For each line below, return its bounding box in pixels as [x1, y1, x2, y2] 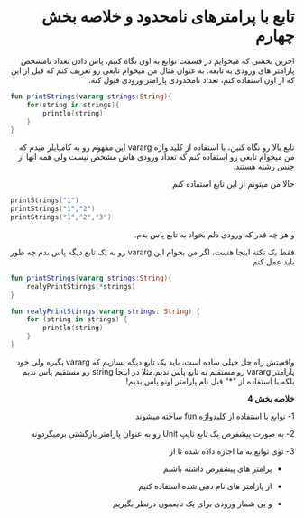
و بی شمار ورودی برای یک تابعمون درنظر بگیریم [112, 498, 272, 509]
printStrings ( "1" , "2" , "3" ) [10, 213, 112, 222]
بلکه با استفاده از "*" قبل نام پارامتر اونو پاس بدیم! [125, 375, 295, 386]
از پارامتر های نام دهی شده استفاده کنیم [138, 480, 272, 491]
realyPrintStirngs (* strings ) [26, 282, 136, 291]
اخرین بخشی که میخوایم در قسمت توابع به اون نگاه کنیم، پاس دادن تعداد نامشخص [20, 55, 295, 66]
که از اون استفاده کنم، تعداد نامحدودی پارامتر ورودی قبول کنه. [88, 74, 295, 85]
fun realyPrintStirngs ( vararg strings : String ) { [10, 307, 201, 316]
